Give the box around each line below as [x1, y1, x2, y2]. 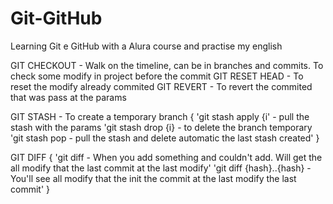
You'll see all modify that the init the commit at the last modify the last [10, 172, 297, 184]
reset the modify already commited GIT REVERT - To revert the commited [10, 80, 313, 92]
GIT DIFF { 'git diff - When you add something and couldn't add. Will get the [10, 151, 323, 163]
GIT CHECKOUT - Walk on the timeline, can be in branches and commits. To [10, 59, 324, 71]
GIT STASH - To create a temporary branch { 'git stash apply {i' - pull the [10, 110, 310, 122]
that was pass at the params [10, 91, 127, 103]
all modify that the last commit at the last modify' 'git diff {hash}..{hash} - [10, 162, 312, 174]
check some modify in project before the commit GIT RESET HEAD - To [10, 70, 304, 82]
